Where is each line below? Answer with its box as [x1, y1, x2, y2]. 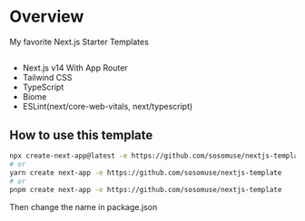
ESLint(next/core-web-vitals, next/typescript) [22, 101, 193, 112]
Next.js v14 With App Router [22, 62, 129, 73]
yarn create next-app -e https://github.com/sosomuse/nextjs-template [9, 168, 282, 178]
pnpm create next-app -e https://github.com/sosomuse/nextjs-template [9, 185, 282, 194]
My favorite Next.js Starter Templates [9, 36, 150, 47]
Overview [9, 6, 84, 27]
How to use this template [9, 127, 153, 142]
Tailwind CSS [22, 72, 73, 83]
